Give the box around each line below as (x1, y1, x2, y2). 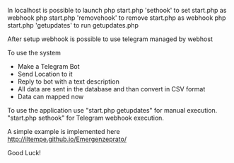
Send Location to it (17, 70, 73, 78)
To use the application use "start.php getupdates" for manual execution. (7, 106, 218, 114)
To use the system (7, 49, 62, 57)
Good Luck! (7, 149, 41, 157)
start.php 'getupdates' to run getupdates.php (7, 21, 139, 29)
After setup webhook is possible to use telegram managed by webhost (7, 35, 213, 43)
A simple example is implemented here (7, 128, 120, 135)
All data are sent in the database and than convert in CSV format (17, 85, 206, 93)
